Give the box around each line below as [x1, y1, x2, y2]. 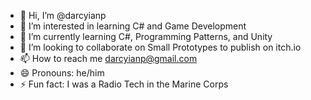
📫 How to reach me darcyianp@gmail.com [19, 53, 198, 64]
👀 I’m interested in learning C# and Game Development [19, 20, 247, 32]
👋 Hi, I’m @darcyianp [19, 10, 107, 21]
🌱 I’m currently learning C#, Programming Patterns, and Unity [19, 31, 273, 42]
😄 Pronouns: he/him [19, 67, 105, 79]
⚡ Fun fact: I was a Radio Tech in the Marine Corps [19, 78, 229, 90]
